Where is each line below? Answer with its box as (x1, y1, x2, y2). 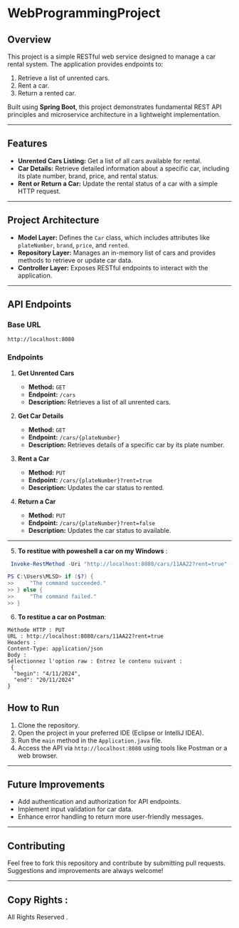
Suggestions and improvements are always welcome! (7, 867, 164, 875)
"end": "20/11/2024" (14, 676, 75, 683)
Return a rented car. (17, 89, 77, 97)
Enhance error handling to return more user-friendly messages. (17, 812, 204, 821)
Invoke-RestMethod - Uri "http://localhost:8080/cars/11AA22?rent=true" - (10, 560, 234, 568)
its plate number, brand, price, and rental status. (17, 171, 159, 180)
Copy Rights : (7, 894, 68, 906)
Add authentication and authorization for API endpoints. (17, 797, 181, 806)
